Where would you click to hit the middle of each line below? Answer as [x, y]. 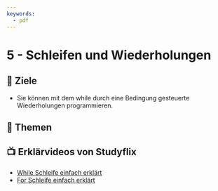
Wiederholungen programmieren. [65, 105]
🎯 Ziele [22, 81]
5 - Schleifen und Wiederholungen [109, 55]
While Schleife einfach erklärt [59, 172]
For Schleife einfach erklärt [56, 180]
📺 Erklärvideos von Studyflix [72, 152]
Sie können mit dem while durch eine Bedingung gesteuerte [103, 98]
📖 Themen [29, 127]
